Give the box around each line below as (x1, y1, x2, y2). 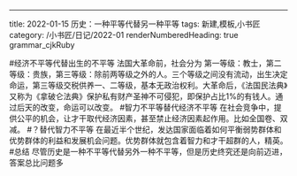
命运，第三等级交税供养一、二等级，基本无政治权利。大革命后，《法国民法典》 (9, 80, 288, 90)
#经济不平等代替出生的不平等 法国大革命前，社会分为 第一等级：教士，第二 (9, 58, 282, 68)
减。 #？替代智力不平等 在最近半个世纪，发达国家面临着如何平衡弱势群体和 (9, 125, 282, 134)
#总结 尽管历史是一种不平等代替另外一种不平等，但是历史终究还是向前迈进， (9, 147, 287, 157)
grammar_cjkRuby (9, 40, 75, 50)
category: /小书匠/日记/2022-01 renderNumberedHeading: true (9, 30, 239, 40)
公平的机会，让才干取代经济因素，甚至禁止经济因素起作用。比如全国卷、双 (16, 113, 288, 124)
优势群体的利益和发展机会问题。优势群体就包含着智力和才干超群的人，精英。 (9, 135, 288, 146)
